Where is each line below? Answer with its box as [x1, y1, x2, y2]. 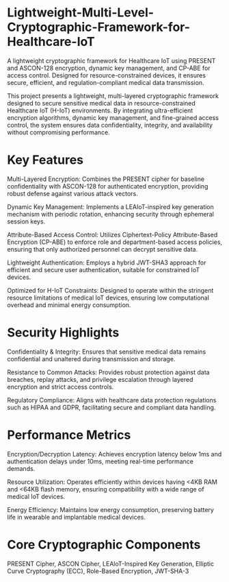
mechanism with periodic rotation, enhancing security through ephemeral [7, 210, 214, 218]
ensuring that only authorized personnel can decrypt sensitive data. [7, 245, 198, 253]
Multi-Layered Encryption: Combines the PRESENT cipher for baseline [7, 175, 205, 183]
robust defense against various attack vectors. [7, 189, 138, 197]
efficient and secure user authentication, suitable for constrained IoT [7, 265, 200, 274]
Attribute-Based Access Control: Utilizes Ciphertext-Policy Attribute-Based [7, 230, 218, 239]
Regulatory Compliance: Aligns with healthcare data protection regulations [7, 396, 217, 404]
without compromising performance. [7, 128, 111, 136]
